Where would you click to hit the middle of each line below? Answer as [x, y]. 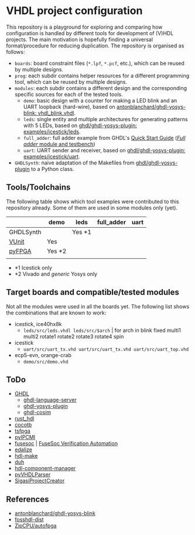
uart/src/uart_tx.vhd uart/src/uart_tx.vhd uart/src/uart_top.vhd [106, 349]
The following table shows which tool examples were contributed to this [93, 201]
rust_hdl [24, 419]
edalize [23, 450]
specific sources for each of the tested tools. [69, 94]
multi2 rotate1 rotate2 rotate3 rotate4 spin [73, 336]
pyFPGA [20, 251]
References [28, 499]
